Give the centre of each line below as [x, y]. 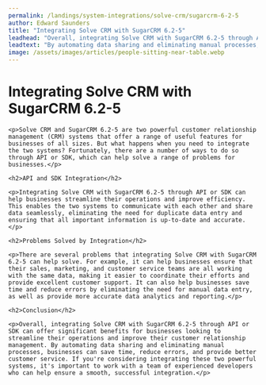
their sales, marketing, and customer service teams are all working [125, 268]
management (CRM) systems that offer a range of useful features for [125, 137]
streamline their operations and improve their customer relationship [127, 338]
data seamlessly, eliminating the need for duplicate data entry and [125, 213]
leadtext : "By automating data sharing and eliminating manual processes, [134, 45]
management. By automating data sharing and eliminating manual [116, 345]
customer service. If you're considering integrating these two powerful [133, 359]
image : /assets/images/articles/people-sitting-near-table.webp [116, 52]
